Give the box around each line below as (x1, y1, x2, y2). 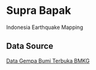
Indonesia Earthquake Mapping (6, 24, 83, 31)
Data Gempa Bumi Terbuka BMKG (6, 57, 90, 64)
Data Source (6, 41, 53, 51)
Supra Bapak (6, 4, 71, 17)
